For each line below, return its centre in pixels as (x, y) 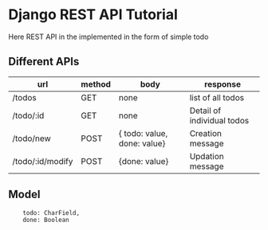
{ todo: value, (143, 133)
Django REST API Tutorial (93, 15)
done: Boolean (46, 220)
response (223, 84)
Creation (205, 133)
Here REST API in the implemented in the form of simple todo (108, 37)
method (96, 84)
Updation (207, 156)
